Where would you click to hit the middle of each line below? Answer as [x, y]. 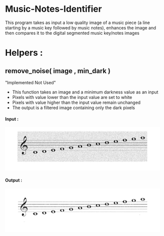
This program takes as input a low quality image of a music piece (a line [78, 23]
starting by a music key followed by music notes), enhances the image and [81, 27]
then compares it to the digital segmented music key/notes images [72, 33]
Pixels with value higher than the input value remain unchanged [76, 102]
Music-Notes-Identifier [54, 9]
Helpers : [24, 53]
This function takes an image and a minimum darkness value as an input [85, 92]
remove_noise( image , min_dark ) [58, 71]
